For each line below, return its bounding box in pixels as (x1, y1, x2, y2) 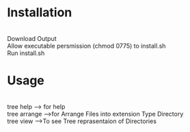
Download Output (7, 34, 57, 42)
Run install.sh (7, 49, 45, 57)
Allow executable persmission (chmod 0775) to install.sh (7, 42, 166, 50)
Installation (7, 5, 72, 20)
